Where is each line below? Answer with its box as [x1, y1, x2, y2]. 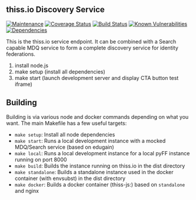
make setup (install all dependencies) [14, 68, 106, 75]
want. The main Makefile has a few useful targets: [6, 119, 127, 126]
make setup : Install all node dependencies [14, 131, 115, 138]
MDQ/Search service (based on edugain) [14, 144, 115, 151]
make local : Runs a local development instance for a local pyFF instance [14, 149, 190, 156]
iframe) [14, 81, 32, 88]
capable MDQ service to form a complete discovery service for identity [6, 44, 178, 51]
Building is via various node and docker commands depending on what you [6, 113, 189, 120]
